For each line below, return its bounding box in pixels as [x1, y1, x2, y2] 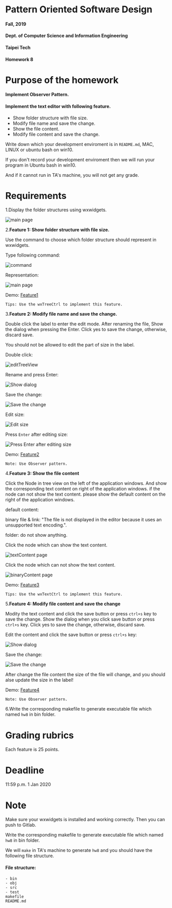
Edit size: [5, 411, 25, 417]
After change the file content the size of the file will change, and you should [5, 671, 166, 678]
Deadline [5, 765, 45, 776]
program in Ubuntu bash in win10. [5, 162, 77, 168]
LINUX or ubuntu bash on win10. [5, 147, 73, 153]
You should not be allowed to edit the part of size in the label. [5, 342, 135, 348]
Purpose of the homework [5, 74, 119, 86]
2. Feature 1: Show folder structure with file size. [5, 227, 109, 233]
